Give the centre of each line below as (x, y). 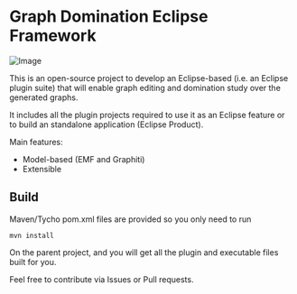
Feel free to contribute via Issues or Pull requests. (102, 279)
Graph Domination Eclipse (109, 17)
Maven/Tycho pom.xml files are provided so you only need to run (130, 219)
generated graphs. (44, 97)
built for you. (33, 262)
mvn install (32, 235)
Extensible (42, 169)
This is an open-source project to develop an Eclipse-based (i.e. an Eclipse (149, 78)
